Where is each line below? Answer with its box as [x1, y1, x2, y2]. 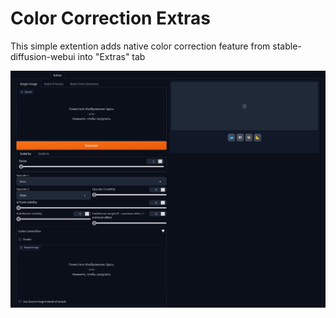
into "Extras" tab [77, 50, 146, 62]
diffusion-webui [10, 50, 76, 62]
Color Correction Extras [10, 7, 211, 30]
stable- [272, 40, 302, 52]
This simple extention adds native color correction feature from [10, 40, 271, 52]
